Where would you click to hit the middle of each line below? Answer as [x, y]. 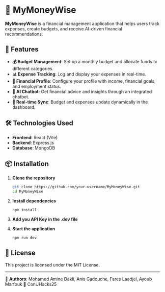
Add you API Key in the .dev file [45, 219]
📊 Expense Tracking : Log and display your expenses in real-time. [79, 74]
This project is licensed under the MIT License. [53, 265]
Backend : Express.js [33, 143]
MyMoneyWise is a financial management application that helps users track [82, 24]
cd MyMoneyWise [28, 192]
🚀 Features [22, 49]
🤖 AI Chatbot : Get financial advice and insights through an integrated [82, 91]
